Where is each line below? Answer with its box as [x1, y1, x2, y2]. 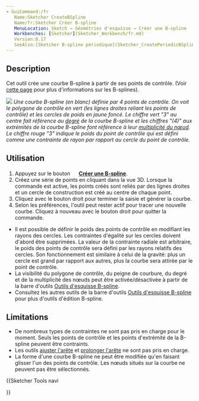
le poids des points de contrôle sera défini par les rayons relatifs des [14, 244, 182, 251]
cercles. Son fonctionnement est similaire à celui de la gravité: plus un [14, 251, 185, 258]
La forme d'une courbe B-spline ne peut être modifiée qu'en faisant [14, 353, 180, 360]
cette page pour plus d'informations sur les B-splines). [6, 86, 139, 93]
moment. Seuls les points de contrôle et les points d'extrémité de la [14, 334, 179, 342]
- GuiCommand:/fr [6, 8, 49, 15]
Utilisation [6, 153, 45, 163]
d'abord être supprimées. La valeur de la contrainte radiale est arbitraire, [14, 238, 192, 245]
